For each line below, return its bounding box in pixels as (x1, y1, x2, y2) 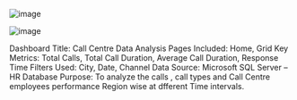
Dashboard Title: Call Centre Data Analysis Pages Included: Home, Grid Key (9, 43, 289, 54)
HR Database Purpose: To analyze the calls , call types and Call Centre (9, 71, 271, 82)
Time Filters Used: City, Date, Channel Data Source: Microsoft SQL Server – (9, 62, 289, 72)
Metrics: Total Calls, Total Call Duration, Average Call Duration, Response (9, 53, 279, 62)
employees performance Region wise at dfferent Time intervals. (9, 81, 245, 91)
